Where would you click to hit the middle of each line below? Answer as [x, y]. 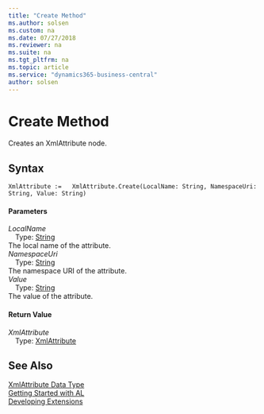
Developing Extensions [46, 401]
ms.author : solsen [38, 23]
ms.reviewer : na [35, 45]
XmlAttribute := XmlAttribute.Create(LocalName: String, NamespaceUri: [133, 187]
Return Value [30, 315]
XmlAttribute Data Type [46, 385]
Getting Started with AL [46, 393]
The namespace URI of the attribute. [67, 271]
